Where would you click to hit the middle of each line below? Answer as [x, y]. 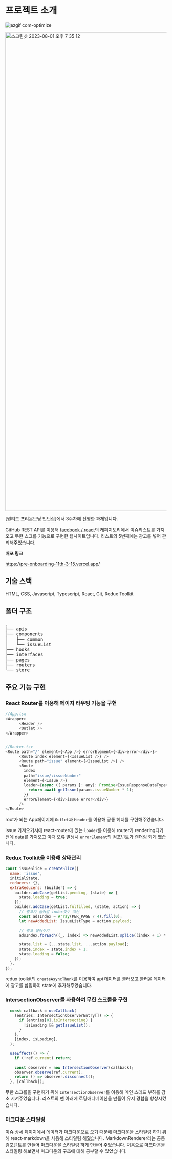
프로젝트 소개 [31, 11]
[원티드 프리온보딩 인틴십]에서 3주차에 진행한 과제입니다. [62, 518]
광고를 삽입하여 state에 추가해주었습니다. [51, 985]
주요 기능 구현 [26, 687]
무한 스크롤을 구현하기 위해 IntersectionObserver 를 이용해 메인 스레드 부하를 [83, 1092]
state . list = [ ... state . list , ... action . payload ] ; [74, 944]
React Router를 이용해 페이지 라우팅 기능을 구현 [61, 703]
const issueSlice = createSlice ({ [42, 869]
